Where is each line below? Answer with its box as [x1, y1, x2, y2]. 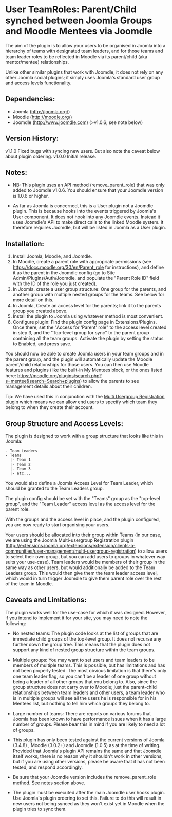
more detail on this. [12, 297, 54, 303]
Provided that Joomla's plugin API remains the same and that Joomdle [12, 748, 162, 754]
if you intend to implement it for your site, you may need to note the [5, 615, 148, 621]
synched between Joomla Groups [5, 14, 152, 26]
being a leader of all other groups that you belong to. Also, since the [12, 678, 157, 685]
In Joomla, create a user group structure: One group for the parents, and [12, 286, 166, 292]
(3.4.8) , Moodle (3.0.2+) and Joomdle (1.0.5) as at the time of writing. [12, 742, 161, 748]
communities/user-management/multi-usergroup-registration [5, 548, 135, 554]
